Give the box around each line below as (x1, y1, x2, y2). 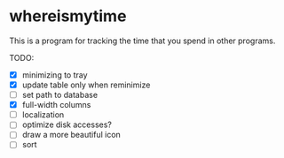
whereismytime (9, 6, 127, 26)
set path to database (21, 90, 99, 101)
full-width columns (21, 100, 91, 110)
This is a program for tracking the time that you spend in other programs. (9, 35, 276, 46)
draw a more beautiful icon (21, 130, 122, 140)
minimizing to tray (21, 69, 88, 80)
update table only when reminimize (21, 79, 151, 90)
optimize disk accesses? (21, 119, 113, 130)
